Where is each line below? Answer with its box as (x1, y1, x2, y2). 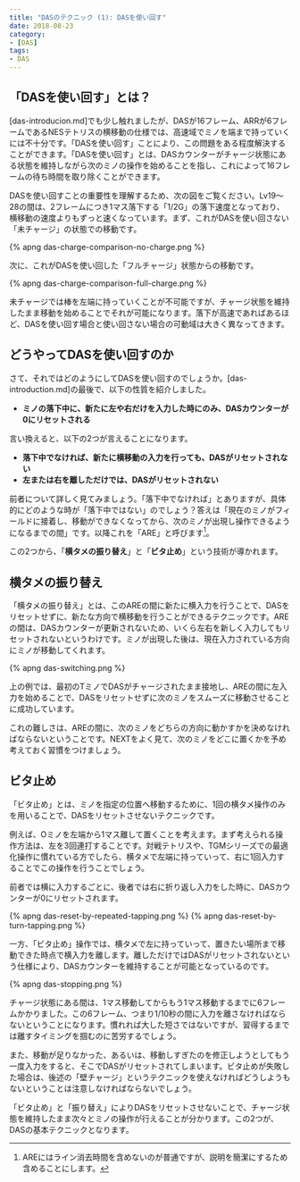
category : (9, 29, 46, 38)
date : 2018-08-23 (9, 21, 74, 30)
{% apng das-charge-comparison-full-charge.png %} (9, 278, 207, 289)
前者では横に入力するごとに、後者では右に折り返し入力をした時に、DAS (9, 881, 275, 892)
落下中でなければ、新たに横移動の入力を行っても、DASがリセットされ (21, 452, 280, 463)
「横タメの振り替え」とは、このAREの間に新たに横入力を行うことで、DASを (9, 600, 290, 611)
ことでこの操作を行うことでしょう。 (16, 862, 150, 873)
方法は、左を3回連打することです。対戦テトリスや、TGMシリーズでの (16, 840, 273, 851)
